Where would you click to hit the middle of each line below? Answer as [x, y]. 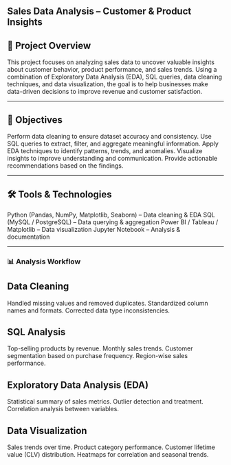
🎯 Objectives [35, 120]
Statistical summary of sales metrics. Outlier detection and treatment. [106, 402]
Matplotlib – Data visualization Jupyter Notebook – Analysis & [94, 229]
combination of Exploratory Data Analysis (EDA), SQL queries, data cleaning [114, 77]
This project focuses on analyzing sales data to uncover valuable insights [111, 62]
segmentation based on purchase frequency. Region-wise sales [97, 356]
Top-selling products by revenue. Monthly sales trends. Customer [100, 348]
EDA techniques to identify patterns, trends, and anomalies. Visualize [105, 151]
